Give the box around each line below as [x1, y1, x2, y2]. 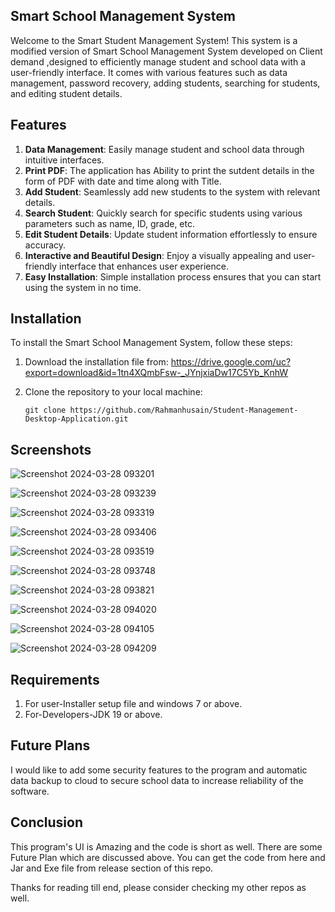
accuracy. [24, 239, 67, 251]
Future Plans [10, 737, 91, 754]
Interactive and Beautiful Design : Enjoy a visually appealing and [24, 249, 292, 261]
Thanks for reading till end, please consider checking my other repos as [10, 881, 307, 893]
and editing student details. [10, 87, 123, 99]
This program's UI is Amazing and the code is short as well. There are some [10, 840, 323, 853]
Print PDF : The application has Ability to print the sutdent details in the [24, 164, 315, 176]
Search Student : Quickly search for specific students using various [24, 207, 303, 219]
